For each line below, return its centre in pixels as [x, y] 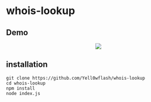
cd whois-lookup [26, 83]
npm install [20, 88]
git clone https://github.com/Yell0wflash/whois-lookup [75, 78]
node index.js [23, 93]
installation [27, 65]
